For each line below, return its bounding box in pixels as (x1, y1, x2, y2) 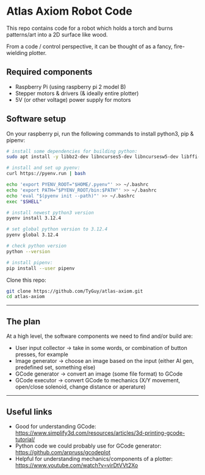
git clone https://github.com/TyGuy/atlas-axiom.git (6, 288, 143, 294)
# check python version (6, 243, 67, 249)
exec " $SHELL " (6, 198, 43, 205)
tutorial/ (15, 435, 35, 443)
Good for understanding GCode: (15, 423, 96, 430)
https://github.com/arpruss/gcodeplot (15, 448, 111, 455)
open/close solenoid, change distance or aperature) (15, 383, 146, 391)
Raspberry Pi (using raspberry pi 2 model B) (15, 83, 126, 90)
